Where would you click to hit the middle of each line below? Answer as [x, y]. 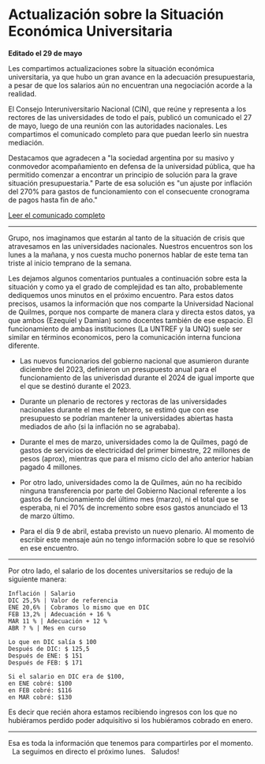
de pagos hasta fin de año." [53, 200]
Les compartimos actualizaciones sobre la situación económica [111, 68]
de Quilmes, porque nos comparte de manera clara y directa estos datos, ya [132, 312]
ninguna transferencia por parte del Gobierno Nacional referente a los [133, 491]
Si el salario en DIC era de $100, [67, 676]
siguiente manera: [37, 579]
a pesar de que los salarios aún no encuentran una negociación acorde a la [130, 85]
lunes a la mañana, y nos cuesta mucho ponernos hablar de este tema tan [128, 254]
